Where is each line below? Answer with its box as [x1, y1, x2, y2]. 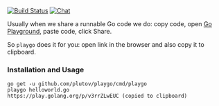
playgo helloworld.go [7, 87, 70, 94]
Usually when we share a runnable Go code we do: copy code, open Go [7, 20, 213, 28]
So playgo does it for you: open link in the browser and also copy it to [7, 41, 204, 48]
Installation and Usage [7, 65, 85, 74]
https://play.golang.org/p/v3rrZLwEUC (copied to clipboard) [7, 93, 188, 100]
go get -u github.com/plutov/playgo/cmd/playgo [7, 81, 148, 87]
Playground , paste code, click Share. [7, 28, 112, 35]
